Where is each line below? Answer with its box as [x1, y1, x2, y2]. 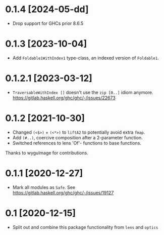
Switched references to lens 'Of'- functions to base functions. [12, 140, 142, 146]
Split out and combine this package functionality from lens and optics [12, 224, 158, 230]
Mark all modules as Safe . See [12, 184, 76, 190]
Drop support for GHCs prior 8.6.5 [12, 20, 84, 26]
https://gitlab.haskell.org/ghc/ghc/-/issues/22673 [12, 95, 116, 101]
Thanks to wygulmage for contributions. [5, 149, 88, 155]
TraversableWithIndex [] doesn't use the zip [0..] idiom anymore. [12, 89, 153, 95]
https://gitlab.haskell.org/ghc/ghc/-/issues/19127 [12, 189, 114, 195]
